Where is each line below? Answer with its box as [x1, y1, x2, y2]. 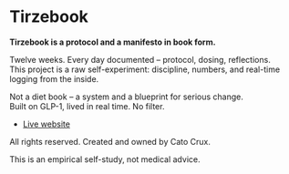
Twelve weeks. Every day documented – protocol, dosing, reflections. [9, 54, 271, 65]
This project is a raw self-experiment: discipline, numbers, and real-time [9, 64, 281, 75]
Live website [22, 118, 71, 129]
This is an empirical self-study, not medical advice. [9, 153, 201, 165]
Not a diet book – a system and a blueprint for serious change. [9, 91, 243, 102]
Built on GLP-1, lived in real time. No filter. [9, 100, 165, 111]
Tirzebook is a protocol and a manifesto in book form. [9, 36, 216, 47]
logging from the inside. [9, 73, 99, 84]
